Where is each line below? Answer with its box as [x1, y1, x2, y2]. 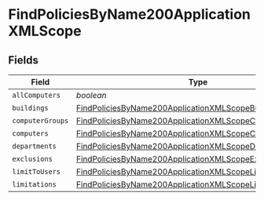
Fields [8, 53, 39, 67]
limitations [12, 180, 57, 189]
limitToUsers [12, 167, 61, 176]
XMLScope [8, 22, 82, 40]
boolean [75, 90, 107, 100]
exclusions [12, 155, 53, 163]
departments [12, 142, 57, 151]
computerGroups [12, 116, 69, 125]
